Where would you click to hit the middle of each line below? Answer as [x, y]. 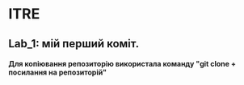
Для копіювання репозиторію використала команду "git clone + [122, 64]
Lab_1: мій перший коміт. [74, 44]
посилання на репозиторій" [58, 72]
